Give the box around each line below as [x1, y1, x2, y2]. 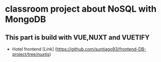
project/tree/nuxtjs [12, 51, 50, 57]
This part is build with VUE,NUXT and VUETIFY [5, 33, 150, 41]
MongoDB [5, 14, 46, 25]
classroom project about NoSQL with [5, 3, 157, 15]
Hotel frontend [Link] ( [12, 46, 57, 52]
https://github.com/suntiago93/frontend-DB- [56, 46, 146, 52]
